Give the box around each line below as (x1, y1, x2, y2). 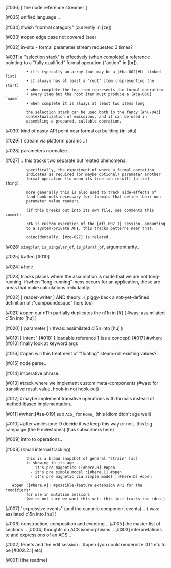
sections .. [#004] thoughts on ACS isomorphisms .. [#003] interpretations (5, 526, 162, 532)
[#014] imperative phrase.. (5, 370, 61, 376)
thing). (5, 181, 22, 186)
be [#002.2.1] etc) (5, 547, 43, 553)
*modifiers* (5, 488, 31, 493)
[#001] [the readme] (5, 557, 47, 563)
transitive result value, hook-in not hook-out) (5, 386, 100, 392)
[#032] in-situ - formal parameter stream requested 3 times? (5, 44, 133, 50)
